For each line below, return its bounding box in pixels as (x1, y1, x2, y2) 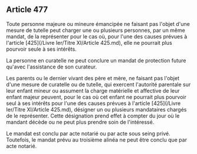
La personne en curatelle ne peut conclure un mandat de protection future (6, 57, 186, 64)
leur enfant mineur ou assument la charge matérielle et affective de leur (6, 87, 180, 94)
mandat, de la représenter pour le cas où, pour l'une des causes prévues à (6, 32, 188, 40)
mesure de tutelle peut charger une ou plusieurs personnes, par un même (6, 27, 186, 34)
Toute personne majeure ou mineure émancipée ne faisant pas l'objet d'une (6, 20, 191, 27)
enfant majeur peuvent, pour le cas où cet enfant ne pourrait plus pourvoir (6, 93, 187, 100)
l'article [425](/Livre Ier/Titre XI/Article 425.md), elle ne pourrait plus (6, 39, 172, 46)
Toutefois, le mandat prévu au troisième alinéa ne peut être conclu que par (6, 136, 188, 143)
